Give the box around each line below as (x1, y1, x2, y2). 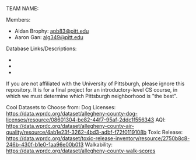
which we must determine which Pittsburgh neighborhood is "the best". (6, 93, 178, 99)
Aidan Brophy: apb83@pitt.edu (14, 27, 89, 34)
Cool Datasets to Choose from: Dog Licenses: (6, 104, 116, 110)
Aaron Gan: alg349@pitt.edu (14, 34, 83, 40)
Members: (6, 16, 31, 23)
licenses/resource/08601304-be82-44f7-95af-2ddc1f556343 (6, 116, 155, 123)
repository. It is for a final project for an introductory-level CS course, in (6, 86, 178, 93)
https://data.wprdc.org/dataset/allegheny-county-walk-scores (6, 147, 156, 154)
